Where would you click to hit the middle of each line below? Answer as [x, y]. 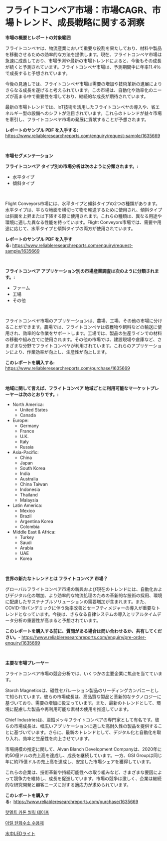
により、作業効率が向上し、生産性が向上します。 [59, 352]
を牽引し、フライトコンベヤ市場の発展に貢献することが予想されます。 [77, 119]
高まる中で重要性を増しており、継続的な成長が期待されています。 [81, 96]
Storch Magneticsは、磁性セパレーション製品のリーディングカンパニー [78, 690]
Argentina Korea [36, 521]
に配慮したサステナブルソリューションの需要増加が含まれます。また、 [77, 601]
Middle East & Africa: [34, 532]
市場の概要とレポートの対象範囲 [38, 37]
